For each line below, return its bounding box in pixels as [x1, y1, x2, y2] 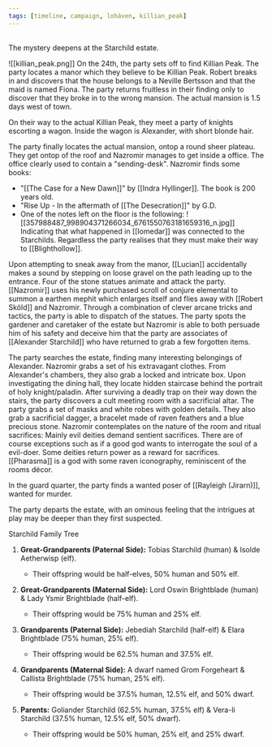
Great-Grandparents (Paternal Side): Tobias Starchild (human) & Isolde [19, 544, 261, 554]
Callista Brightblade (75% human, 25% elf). [19, 673, 166, 683]
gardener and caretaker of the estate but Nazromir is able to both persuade [8, 320, 261, 329]
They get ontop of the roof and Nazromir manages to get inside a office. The [8, 150, 265, 160]
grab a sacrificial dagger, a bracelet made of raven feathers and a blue [8, 413, 244, 423]
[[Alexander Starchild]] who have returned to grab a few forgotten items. [8, 337, 251, 346]
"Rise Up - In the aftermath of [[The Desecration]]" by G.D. [19, 200, 217, 210]
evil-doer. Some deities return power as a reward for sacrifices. [8, 447, 221, 457]
